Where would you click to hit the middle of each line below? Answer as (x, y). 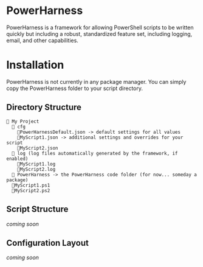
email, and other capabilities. (43, 40)
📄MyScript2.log (36, 169)
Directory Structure (44, 107)
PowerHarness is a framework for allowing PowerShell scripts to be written (100, 27)
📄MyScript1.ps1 (31, 185)
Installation (35, 65)
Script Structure (37, 210)
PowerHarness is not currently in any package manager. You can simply (96, 81)
